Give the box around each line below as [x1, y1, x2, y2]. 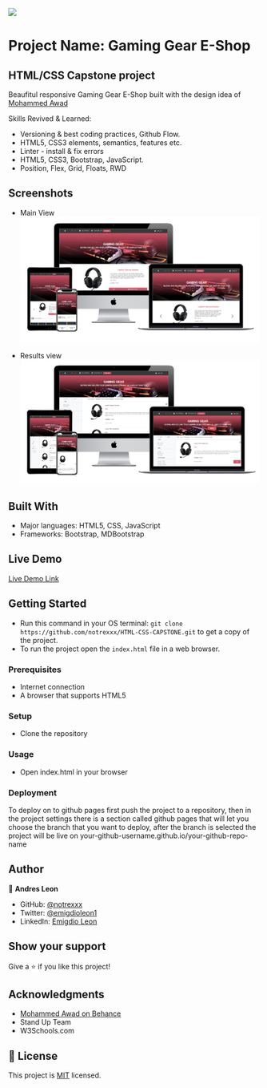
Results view [19, 351, 62, 361]
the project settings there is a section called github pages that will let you [8, 814, 249, 823]
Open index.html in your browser [19, 766, 128, 777]
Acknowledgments [8, 987, 106, 1001]
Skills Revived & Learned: [8, 114, 92, 123]
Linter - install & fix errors [19, 147, 104, 156]
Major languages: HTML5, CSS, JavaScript [19, 521, 161, 531]
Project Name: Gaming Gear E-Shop [8, 37, 251, 55]
